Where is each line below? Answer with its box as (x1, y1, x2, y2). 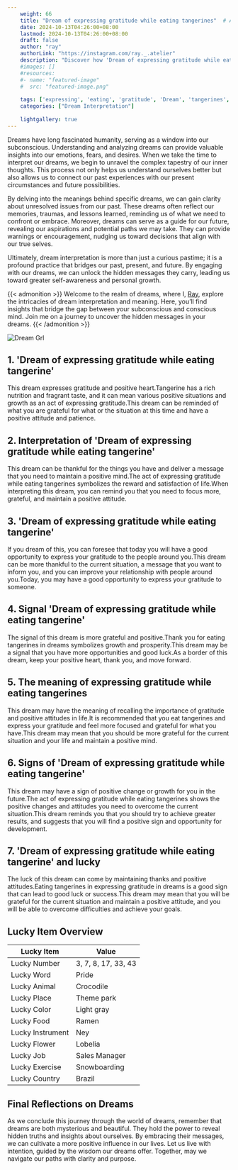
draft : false (20, 37, 59, 44)
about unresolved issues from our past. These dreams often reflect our (7, 201, 215, 210)
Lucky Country (11, 1074, 60, 1083)
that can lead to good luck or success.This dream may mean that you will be (7, 890, 230, 898)
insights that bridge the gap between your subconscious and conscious (7, 304, 217, 313)
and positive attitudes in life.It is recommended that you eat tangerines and (7, 713, 226, 722)
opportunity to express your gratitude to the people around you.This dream (7, 552, 227, 561)
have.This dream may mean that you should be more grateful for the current (7, 728, 229, 737)
